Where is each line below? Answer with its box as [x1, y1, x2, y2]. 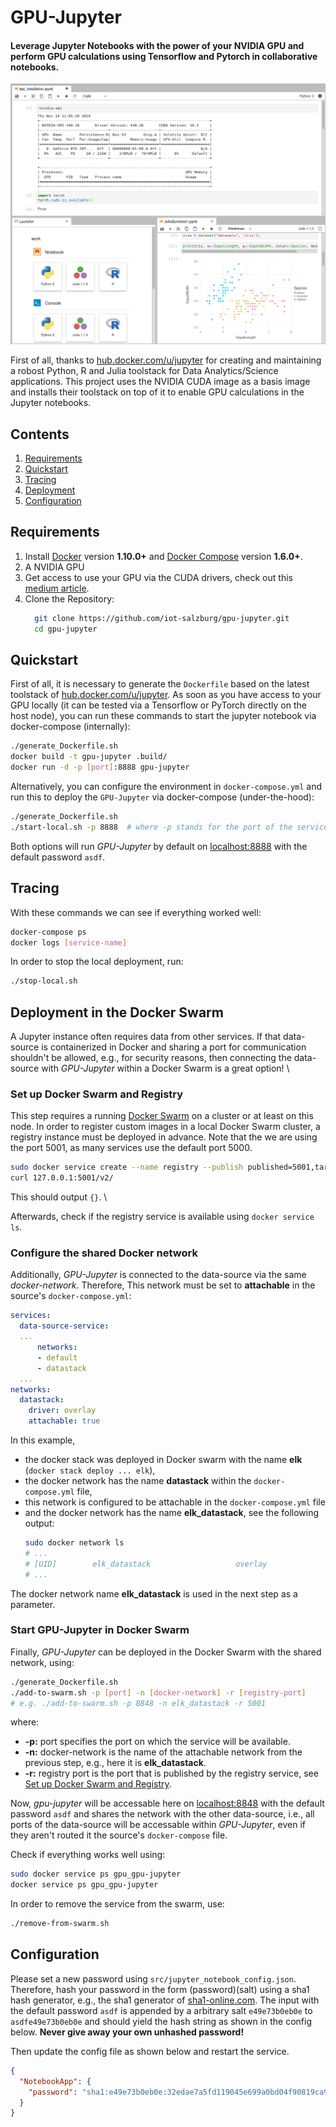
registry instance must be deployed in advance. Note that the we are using [10, 1131, 318, 1143]
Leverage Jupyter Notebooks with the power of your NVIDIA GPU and [10, 39, 305, 51]
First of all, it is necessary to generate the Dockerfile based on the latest [10, 678, 310, 690]
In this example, [10, 1434, 76, 1446]
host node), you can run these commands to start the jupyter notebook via [10, 710, 317, 722]
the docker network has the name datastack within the [24, 1475, 252, 1487]
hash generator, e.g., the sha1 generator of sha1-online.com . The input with [10, 1994, 320, 2006]
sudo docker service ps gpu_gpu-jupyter [10, 1869, 182, 1880]
